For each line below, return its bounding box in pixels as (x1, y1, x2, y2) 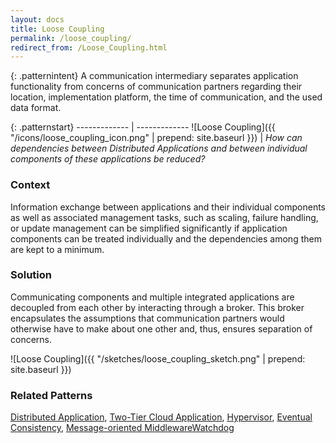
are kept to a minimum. (10, 243, 105, 255)
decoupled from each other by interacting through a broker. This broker (10, 301, 305, 313)
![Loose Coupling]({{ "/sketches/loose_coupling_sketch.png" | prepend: (10, 352, 306, 365)
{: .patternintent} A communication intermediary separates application (10, 70, 299, 82)
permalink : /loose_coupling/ (10, 33, 132, 43)
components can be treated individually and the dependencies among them (10, 232, 322, 245)
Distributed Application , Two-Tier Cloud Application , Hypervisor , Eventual (10, 411, 313, 423)
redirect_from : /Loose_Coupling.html (10, 42, 168, 53)
